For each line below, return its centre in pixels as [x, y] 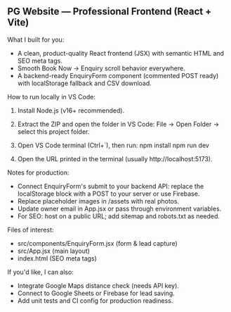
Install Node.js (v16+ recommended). [71, 110]
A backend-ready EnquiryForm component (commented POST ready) [118, 75]
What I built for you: [36, 39]
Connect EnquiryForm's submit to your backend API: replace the [111, 186]
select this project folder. [53, 131]
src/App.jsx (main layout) [53, 251]
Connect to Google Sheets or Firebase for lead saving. [96, 293]
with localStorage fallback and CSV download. [85, 83]
